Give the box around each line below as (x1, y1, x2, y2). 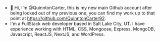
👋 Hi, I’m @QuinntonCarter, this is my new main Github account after (10, 5, 152, 10)
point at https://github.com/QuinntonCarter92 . (10, 15, 106, 21)
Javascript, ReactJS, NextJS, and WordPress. (10, 31, 105, 37)
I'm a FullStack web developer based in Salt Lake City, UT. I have (10, 20, 145, 26)
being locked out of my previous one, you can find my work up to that (10, 10, 155, 16)
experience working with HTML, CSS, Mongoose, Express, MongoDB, (10, 26, 155, 32)
